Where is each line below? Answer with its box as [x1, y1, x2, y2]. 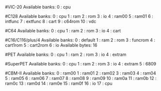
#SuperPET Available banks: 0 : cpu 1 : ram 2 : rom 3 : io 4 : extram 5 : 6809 [5, 61, 157, 66]
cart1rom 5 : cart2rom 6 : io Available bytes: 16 [5, 42, 97, 48]
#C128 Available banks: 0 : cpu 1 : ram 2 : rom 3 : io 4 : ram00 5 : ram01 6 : [5, 13, 154, 19]
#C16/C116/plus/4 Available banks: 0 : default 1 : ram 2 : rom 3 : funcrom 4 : [5, 37, 156, 43]
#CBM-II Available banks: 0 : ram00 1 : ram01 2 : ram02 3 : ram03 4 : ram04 [5, 70, 156, 76]
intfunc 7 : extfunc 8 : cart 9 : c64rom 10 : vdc [5, 19, 97, 24]
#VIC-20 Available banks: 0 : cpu [5, 4, 71, 10]
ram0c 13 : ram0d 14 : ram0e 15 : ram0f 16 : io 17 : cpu [5, 80, 113, 86]
